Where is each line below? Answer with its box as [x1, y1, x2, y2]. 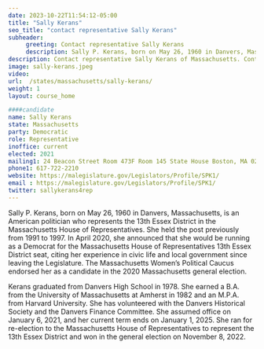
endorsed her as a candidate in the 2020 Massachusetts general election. [8, 266, 247, 276]
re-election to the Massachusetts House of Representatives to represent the [8, 323, 255, 332]
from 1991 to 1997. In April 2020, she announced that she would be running [8, 233, 250, 242]
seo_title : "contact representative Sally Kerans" [8, 26, 178, 34]
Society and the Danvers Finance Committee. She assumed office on [8, 307, 232, 316]
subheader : [8, 33, 44, 42]
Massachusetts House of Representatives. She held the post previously [8, 225, 240, 234]
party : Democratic [8, 128, 68, 136]
